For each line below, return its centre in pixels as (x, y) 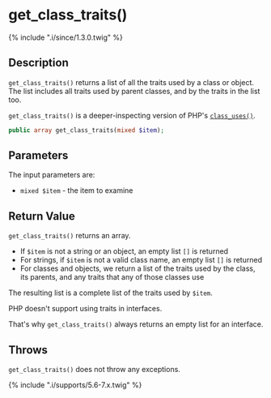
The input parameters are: (52, 175)
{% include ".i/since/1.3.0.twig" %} (66, 37)
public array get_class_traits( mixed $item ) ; (86, 130)
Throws (28, 350)
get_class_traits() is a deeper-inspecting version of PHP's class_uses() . (132, 115)
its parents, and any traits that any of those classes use (112, 277)
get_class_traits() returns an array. (70, 236)
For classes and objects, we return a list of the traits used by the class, (138, 268)
